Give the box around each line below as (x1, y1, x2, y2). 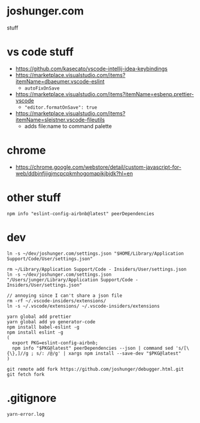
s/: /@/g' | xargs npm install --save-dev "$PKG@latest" (36, 350, 181, 356)
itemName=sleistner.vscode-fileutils (15, 116, 105, 123)
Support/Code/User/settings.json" (7, 255, 93, 262)
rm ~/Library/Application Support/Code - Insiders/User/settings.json (7, 266, 187, 272)
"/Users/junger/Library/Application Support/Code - (7, 276, 138, 283)
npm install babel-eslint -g (7, 324, 80, 330)
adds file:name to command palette (24, 122, 113, 130)
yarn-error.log (7, 411, 45, 417)
